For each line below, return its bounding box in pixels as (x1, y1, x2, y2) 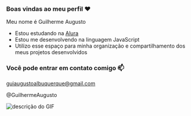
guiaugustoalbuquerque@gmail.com (6, 80, 95, 87)
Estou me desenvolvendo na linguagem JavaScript (14, 36, 140, 43)
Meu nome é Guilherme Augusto (6, 18, 86, 26)
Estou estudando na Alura (14, 30, 79, 37)
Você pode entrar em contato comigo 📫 (6, 64, 124, 73)
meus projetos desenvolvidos (14, 49, 88, 56)
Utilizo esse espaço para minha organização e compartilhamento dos (14, 42, 186, 49)
